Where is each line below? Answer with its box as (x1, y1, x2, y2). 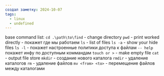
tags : (5, 12, 16, 17)
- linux (9, 16, 25, 21)
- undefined (9, 21, 34, 26)
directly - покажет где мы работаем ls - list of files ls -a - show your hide (5, 40, 158, 46)
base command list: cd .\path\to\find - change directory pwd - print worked (5, 34, 160, 40)
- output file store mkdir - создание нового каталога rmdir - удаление (5, 55, 148, 61)
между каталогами (5, 66, 45, 72)
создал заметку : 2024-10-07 (5, 7, 63, 12)
